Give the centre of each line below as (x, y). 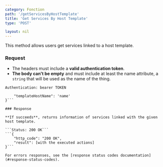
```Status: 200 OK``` (27, 130)
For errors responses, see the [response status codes (62, 155)
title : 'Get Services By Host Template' (47, 18)
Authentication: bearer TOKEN (36, 88)
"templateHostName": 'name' (42, 96)
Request (15, 58)
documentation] (136, 155)
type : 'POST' (18, 23)
